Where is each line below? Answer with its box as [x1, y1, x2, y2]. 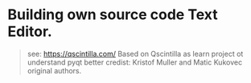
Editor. [7, 22, 53, 41]
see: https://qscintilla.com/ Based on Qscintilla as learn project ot [27, 49, 244, 58]
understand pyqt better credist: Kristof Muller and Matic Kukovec [27, 57, 243, 67]
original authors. [27, 65, 82, 75]
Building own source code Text [7, 6, 218, 24]
